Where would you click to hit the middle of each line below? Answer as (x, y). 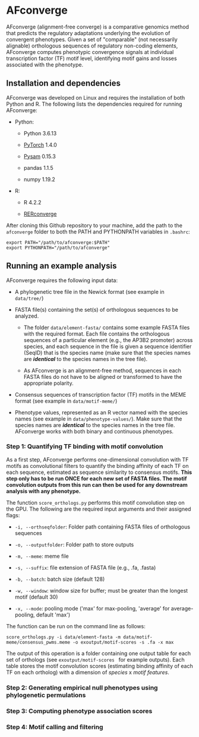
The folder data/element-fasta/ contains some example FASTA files (107, 327)
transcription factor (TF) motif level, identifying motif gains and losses (91, 58)
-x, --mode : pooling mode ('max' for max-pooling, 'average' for (92, 608)
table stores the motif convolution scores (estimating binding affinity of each (99, 666)
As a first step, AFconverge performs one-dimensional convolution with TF (97, 459)
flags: (13, 515)
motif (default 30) (36, 597)
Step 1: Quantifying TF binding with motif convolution (85, 447)
